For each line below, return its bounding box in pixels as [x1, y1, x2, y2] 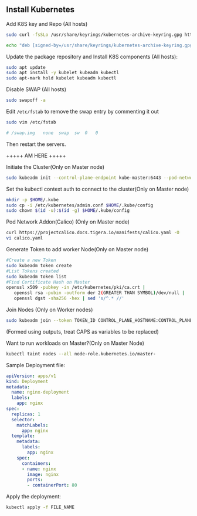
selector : [11, 417, 35, 422]
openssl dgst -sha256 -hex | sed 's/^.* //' [13, 295, 125, 302]
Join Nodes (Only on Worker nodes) [6, 306, 93, 314]
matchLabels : [16, 422, 49, 428]
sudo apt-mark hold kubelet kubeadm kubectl [6, 75, 117, 81]
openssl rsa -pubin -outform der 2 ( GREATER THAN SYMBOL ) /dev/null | [13, 290, 185, 296]
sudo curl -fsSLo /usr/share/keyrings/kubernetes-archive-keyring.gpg [6, 32, 182, 38]
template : [11, 433, 35, 439]
